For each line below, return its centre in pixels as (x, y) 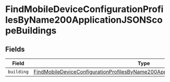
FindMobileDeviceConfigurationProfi (84, 9)
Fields (15, 49)
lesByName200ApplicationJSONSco (84, 20)
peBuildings (31, 31)
